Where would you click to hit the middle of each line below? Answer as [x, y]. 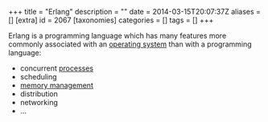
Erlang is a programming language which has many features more [118, 36]
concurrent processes [57, 68]
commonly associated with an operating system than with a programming [130, 44]
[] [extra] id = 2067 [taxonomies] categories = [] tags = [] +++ [111, 20]
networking [39, 102]
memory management [57, 85]
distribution [39, 94]
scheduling [39, 77]
